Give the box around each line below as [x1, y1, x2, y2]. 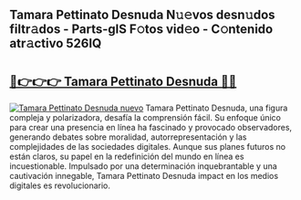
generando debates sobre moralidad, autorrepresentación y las [9, 132, 247, 142]
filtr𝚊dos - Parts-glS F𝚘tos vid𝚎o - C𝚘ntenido [9, 22, 274, 37]
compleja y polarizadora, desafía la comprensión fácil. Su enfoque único [9, 112, 281, 122]
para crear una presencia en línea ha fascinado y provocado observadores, [9, 122, 293, 132]
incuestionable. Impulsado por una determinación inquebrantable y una [9, 161, 278, 172]
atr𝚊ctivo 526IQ [9, 36, 102, 51]
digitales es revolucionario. [9, 180, 111, 191]
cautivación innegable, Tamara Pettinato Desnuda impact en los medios [9, 171, 279, 181]
